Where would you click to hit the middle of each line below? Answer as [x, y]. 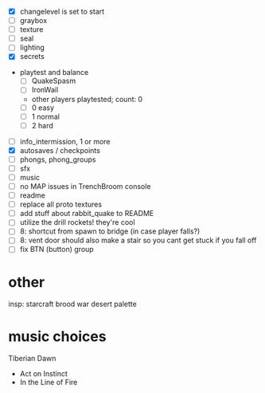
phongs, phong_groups [58, 159]
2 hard [42, 125]
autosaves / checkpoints [60, 150]
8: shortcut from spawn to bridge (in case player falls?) [110, 231]
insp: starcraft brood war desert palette [72, 304]
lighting [32, 48]
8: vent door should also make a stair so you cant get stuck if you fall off [138, 240]
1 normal [45, 116]
